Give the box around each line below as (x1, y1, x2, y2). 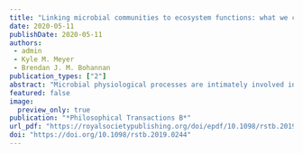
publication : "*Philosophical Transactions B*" (9, 113, 192, 122)
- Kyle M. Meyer (13, 55, 75, 64)
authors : (9, 38, 42, 48)
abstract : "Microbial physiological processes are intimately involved (9, 80, 284, 89)
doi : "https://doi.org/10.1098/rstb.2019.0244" (9, 130, 192, 139)
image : (9, 96, 34, 106)
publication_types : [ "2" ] (9, 72, 106, 81)
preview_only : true (17, 105, 91, 114)
